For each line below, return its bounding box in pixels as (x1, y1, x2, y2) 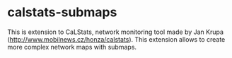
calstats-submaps (7, 4, 117, 21)
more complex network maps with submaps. (7, 42, 137, 51)
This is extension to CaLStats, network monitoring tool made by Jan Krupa (7, 28, 224, 36)
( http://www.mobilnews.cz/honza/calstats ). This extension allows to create (7, 35, 226, 43)
